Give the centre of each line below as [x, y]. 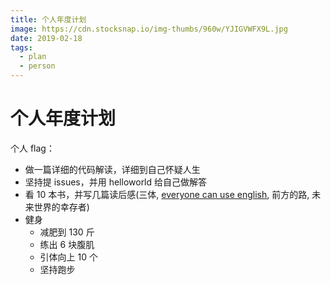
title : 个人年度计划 [48, 19]
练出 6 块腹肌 [67, 244]
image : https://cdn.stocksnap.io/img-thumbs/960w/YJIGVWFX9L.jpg [149, 29]
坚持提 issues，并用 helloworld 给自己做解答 [116, 182]
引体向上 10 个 [68, 257]
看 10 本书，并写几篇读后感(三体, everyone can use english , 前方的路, [167, 194]
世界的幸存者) [61, 207]
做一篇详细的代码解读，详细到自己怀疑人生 [112, 169]
